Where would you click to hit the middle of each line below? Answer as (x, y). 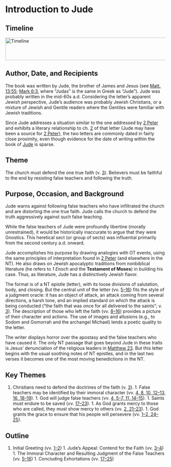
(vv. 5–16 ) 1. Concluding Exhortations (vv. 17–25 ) (63, 459)
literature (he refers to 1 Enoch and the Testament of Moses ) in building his (84, 269)
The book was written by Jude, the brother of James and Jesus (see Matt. (83, 85)
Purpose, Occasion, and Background (65, 194)
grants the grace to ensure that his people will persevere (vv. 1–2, (81, 414)
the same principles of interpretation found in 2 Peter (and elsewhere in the (84, 258)
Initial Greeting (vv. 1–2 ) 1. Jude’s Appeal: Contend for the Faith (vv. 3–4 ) (88, 448)
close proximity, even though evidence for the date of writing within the (80, 139)
